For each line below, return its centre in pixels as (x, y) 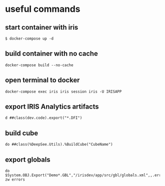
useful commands (43, 9)
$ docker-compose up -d (29, 38)
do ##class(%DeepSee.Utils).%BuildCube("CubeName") (59, 145)
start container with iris (42, 27)
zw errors (15, 180)
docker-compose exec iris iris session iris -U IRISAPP (63, 92)
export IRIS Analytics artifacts (52, 107)
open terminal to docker (42, 80)
